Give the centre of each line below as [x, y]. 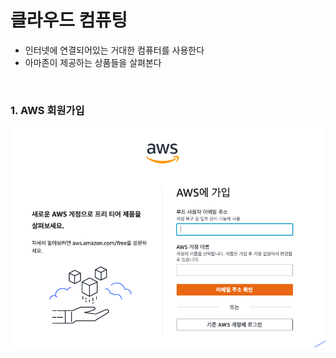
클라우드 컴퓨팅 [69, 20]
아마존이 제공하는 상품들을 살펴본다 [93, 62]
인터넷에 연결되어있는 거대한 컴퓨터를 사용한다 [114, 50]
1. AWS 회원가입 [47, 110]
